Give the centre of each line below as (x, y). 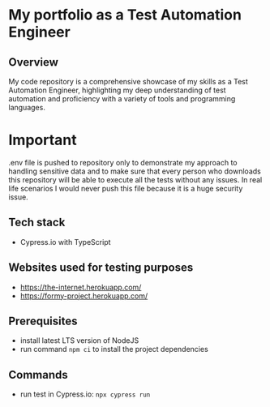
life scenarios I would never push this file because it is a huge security (126, 188)
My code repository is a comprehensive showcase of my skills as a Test (129, 81)
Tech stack (37, 223)
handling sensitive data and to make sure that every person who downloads (135, 171)
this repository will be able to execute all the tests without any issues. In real (135, 179)
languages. (27, 107)
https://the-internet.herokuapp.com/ (81, 287)
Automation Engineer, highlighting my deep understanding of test (117, 90)
